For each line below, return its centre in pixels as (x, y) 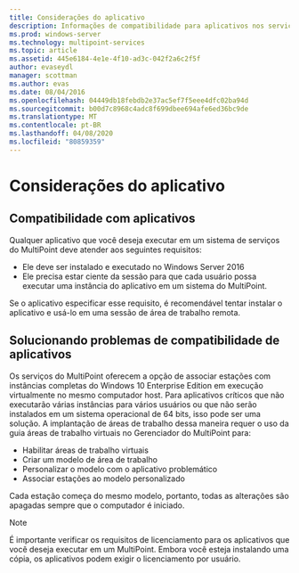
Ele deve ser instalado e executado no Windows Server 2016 (133, 266)
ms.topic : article (43, 51)
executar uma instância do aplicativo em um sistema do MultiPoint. (145, 285)
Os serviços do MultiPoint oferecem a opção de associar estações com (140, 376)
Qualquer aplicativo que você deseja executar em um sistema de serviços (145, 240)
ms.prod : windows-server (55, 34)
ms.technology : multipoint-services (77, 42)
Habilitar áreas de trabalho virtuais (85, 450)
